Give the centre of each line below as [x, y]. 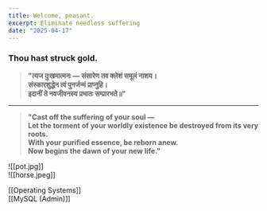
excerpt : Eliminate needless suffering [74, 23]
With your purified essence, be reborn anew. [103, 142]
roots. [38, 134]
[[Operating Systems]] [45, 190]
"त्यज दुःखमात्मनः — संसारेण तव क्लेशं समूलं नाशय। [92, 76]
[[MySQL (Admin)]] [39, 198]
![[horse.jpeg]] [32, 174]
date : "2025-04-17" [41, 30]
